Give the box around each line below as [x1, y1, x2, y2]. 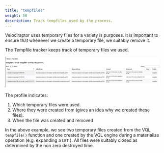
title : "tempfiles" [5, 8, 45, 13]
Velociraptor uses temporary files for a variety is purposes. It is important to [5, 32, 159, 38]
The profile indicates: [5, 92, 48, 98]
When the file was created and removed [12, 117, 93, 123]
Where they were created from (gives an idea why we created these [12, 107, 150, 113]
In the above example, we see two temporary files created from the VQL [5, 127, 151, 132]
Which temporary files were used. [12, 102, 81, 107]
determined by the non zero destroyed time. [5, 142, 94, 148]
